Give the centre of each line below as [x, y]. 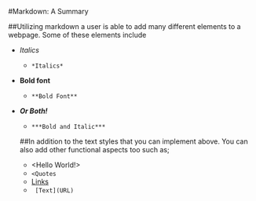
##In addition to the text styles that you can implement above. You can [134, 141]
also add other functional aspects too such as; [95, 150]
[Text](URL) [55, 191]
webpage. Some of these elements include [77, 35]
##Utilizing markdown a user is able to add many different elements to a [124, 26]
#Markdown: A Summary [48, 11]
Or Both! [34, 111]
